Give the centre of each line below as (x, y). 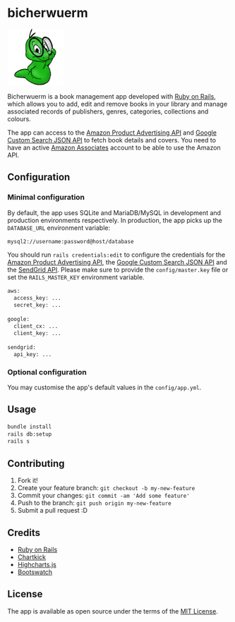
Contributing (36, 463)
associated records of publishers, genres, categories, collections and (108, 111)
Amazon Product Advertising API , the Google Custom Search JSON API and (117, 262)
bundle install (30, 427)
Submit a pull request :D (53, 511)
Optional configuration (47, 372)
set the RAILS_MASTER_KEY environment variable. (76, 277)
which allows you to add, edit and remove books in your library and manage (117, 104)
